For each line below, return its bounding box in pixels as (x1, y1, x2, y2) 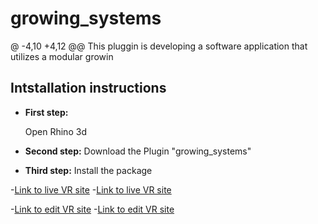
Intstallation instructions (10, 80, 167, 97)
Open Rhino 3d (24, 125, 87, 137)
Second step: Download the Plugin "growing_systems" (24, 145, 252, 157)
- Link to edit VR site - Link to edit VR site (10, 203, 175, 215)
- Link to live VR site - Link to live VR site (10, 183, 172, 196)
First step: (24, 106, 69, 118)
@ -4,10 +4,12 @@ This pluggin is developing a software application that (10, 40, 308, 52)
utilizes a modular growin (10, 50, 114, 62)
